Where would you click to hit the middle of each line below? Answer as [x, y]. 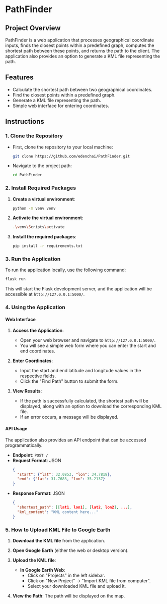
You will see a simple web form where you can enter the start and [88, 346]
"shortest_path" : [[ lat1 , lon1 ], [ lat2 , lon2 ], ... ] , [75, 508]
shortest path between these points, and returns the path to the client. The [82, 51]
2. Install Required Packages [41, 188]
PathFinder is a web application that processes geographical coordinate [80, 40]
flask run [16, 279]
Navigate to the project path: [42, 166]
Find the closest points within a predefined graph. [64, 95]
